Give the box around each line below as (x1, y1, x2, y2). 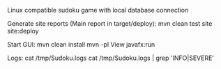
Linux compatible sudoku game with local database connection (7, 6, 189, 14)
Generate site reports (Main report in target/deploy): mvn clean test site (7, 20, 213, 27)
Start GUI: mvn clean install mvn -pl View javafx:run (7, 40, 155, 48)
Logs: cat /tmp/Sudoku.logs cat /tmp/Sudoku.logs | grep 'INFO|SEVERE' (7, 54, 215, 62)
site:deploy (7, 27, 40, 35)
